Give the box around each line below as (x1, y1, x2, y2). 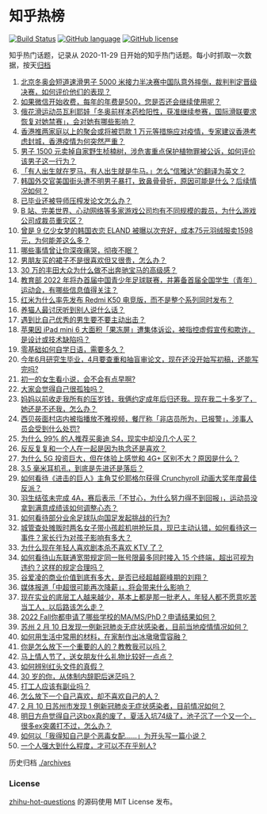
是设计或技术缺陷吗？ (20, 334, 90, 344)
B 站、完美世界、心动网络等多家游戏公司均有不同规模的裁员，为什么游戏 (20, 205, 257, 215)
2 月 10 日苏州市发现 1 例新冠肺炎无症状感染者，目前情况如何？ (20, 701, 226, 710)
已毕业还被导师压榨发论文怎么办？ (20, 196, 132, 205)
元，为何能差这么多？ (20, 235, 90, 245)
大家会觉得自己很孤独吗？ (20, 384, 105, 393)
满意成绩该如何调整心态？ (34, 503, 118, 512)
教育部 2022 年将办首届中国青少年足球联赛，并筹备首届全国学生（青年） (20, 275, 257, 285)
